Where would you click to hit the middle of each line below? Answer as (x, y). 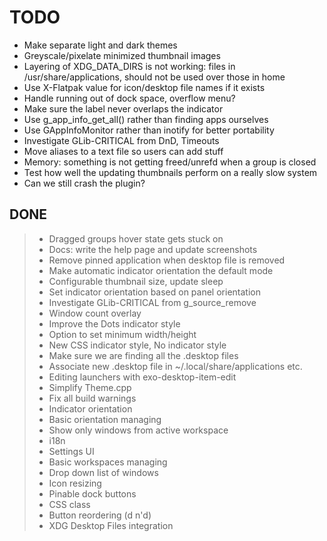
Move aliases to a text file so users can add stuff (123, 151)
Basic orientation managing (105, 419)
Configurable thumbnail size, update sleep (136, 281)
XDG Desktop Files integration (111, 525)
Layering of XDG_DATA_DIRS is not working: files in (129, 66)
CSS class (69, 504)
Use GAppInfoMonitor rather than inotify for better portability (149, 130)
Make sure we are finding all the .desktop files (143, 355)
